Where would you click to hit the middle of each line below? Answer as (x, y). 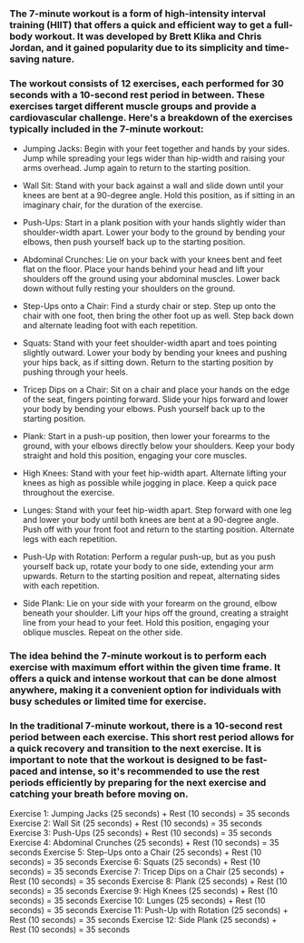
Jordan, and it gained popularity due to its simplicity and (136, 47)
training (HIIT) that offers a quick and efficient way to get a (141, 25)
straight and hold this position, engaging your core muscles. (135, 456)
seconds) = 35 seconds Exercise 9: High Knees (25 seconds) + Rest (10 (144, 891)
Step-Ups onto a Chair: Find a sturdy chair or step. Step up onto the (149, 306)
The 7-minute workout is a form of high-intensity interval (137, 14)
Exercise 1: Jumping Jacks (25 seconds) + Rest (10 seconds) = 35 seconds (150, 814)
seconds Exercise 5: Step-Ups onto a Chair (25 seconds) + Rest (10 (136, 852)
